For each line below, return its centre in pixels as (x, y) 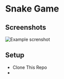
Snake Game (32, 9)
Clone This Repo (30, 67)
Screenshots (26, 27)
